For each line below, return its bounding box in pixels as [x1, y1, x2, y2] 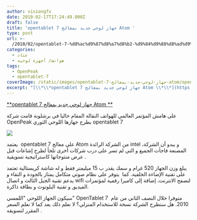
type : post [6, 30, 33, 36]
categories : [6, 47, 36, 53]
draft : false [6, 19, 39, 25]
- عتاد [12, 52, 28, 58]
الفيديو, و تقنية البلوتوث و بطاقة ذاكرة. [6, 183, 89, 190]
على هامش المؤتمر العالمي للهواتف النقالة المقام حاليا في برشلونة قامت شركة [6, 112, 177, 119]
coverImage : [6, 80, 36, 85]
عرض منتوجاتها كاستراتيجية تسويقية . [6, 153, 87, 160]
